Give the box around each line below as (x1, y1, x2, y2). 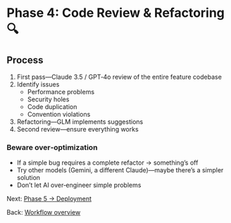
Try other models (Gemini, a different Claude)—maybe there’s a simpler (16, 166, 224, 174)
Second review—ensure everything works (16, 125, 139, 133)
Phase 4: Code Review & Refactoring (6, 5, 225, 21)
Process (6, 54, 44, 66)
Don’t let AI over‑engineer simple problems (16, 181, 142, 189)
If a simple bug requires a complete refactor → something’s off (16, 158, 199, 167)
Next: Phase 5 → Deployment (6, 195, 92, 203)
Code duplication (27, 103, 77, 110)
